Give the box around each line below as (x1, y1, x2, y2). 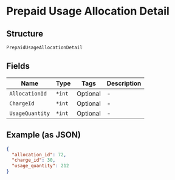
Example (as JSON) (6, 130, 81, 140)
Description (106, 79, 142, 88)
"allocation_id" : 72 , (12, 151, 67, 157)
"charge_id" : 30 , (12, 157, 56, 164)
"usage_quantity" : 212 (12, 163, 69, 169)
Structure (6, 29, 44, 39)
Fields (6, 61, 30, 71)
